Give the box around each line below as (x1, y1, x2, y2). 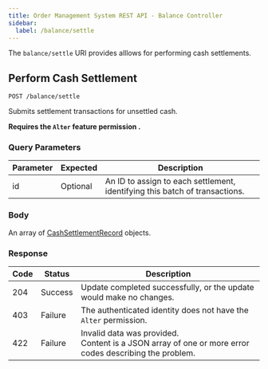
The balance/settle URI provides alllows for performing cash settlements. (8, 49, 251, 58)
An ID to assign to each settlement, (104, 176, 236, 187)
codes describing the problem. (81, 347, 195, 359)
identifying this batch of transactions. (104, 186, 245, 197)
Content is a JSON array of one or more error (81, 338, 250, 349)
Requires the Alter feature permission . (8, 122, 141, 132)
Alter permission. (81, 315, 148, 326)
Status (44, 269, 70, 280)
